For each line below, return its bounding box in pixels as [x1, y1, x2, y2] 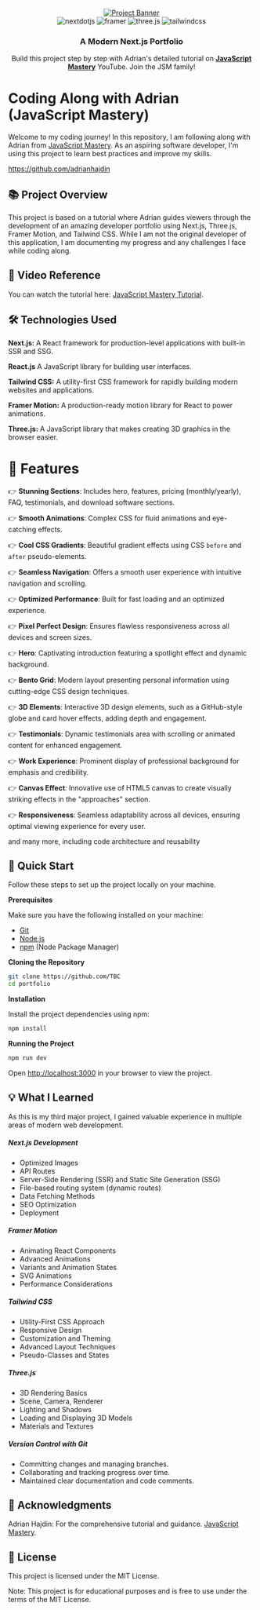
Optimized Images [19, 1158, 78, 1167]
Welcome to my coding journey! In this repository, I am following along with [8, 133, 251, 142]
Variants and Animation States [19, 1262, 117, 1272]
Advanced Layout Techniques [19, 1342, 116, 1351]
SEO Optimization [19, 1199, 77, 1209]
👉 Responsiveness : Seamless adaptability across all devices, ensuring [8, 810, 240, 820]
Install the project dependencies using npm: [8, 1009, 150, 1019]
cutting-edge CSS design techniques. [8, 686, 129, 695]
